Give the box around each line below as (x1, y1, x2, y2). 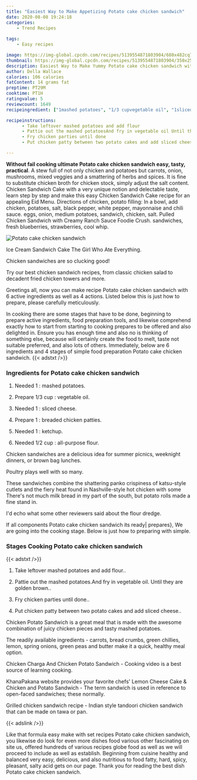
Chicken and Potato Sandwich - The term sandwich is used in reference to (6, 684, 186, 692)
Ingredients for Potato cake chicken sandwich (6, 369, 140, 377)
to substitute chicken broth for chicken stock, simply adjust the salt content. (6, 179, 189, 186)
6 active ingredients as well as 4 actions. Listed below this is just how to (6, 293, 180, 300)
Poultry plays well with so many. (6, 469, 84, 476)
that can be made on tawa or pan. (6, 708, 88, 715)
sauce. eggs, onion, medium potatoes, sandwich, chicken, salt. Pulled (6, 210, 175, 218)
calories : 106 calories (6, 74, 64, 80)
